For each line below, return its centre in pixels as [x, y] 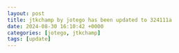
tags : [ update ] [29, 39]
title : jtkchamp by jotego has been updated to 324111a [89, 20]
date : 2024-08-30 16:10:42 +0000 [56, 26]
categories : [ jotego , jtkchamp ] [54, 33]
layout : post [26, 13]
